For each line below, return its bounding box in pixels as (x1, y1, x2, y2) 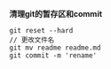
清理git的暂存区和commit (9, 9, 103, 19)
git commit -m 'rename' (9, 51, 98, 60)
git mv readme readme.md (9, 43, 101, 52)
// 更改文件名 (9, 35, 55, 44)
